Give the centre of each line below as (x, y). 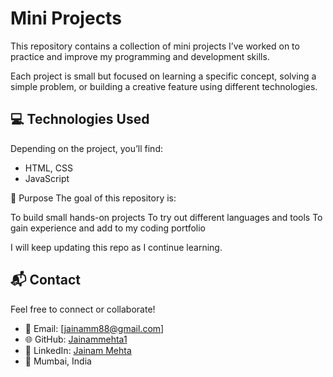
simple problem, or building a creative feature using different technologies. (164, 86)
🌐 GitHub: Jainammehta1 (76, 339)
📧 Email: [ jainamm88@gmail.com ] (94, 328)
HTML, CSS (48, 168)
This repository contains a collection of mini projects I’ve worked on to (155, 46)
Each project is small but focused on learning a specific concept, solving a (163, 76)
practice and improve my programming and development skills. (140, 56)
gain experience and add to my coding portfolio (108, 228)
